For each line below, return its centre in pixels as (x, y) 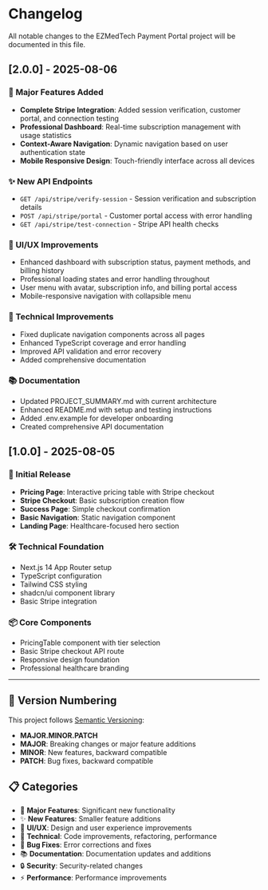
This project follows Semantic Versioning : (77, 720)
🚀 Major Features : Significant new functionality (97, 810)
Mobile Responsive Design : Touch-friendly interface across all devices (137, 160)
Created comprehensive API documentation (92, 426)
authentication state (53, 152)
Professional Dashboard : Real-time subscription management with (130, 127)
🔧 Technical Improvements (61, 317)
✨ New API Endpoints (51, 181)
